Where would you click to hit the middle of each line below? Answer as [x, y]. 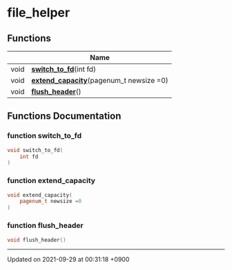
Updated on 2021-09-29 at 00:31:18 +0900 [68, 260]
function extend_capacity [51, 181]
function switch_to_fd [45, 136]
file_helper [39, 13]
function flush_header [46, 226]
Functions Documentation [64, 116]
